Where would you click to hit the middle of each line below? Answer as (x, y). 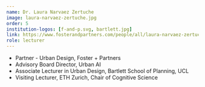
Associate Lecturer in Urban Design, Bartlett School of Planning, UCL (102, 71)
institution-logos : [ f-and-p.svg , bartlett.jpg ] (69, 29)
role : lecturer (26, 40)
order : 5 (17, 23)
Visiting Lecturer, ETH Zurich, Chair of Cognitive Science (86, 78)
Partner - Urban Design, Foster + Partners (68, 58)
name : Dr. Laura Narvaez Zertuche (50, 12)
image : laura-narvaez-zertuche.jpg (52, 18)
